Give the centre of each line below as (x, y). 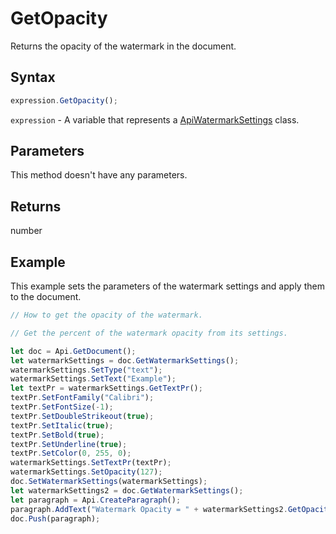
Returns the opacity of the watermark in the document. (123, 46)
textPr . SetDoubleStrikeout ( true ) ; (82, 416)
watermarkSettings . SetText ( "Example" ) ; (93, 379)
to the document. (46, 297)
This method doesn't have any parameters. (99, 175)
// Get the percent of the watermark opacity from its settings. (149, 333)
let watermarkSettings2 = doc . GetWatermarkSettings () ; (127, 490)
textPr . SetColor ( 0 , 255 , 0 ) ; (71, 453)
